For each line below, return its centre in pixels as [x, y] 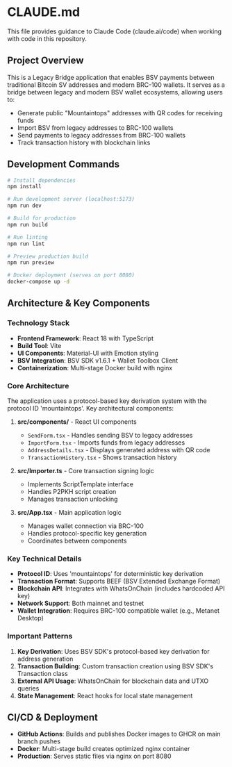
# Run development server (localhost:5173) [71, 199]
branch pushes [39, 741]
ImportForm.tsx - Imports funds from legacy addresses [106, 443]
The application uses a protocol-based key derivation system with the [107, 401]
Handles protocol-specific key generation [87, 534]
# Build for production [42, 218]
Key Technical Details [44, 559]
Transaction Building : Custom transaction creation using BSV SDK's [115, 666]
